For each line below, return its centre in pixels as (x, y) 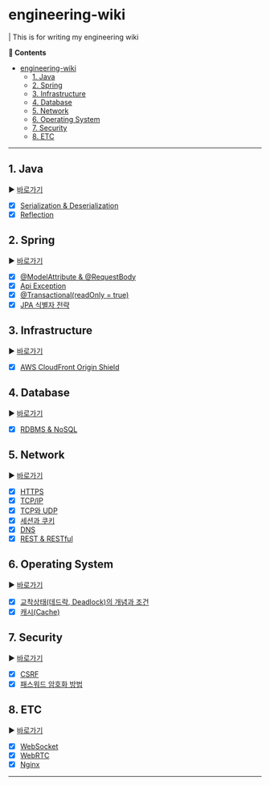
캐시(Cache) (40, 612)
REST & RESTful (47, 539)
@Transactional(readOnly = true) (74, 295)
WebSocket (39, 746)
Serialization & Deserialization (69, 205)
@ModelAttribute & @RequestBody (78, 277)
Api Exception (43, 286)
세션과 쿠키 (37, 520)
